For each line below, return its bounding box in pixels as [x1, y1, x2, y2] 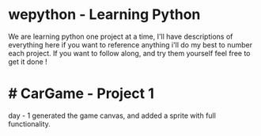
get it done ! [8, 57, 47, 66]
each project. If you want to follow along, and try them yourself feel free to [8, 48, 251, 58]
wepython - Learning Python [8, 6, 201, 24]
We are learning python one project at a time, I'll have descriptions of [8, 32, 233, 41]
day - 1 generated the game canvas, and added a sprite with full [8, 111, 216, 120]
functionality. [8, 119, 51, 128]
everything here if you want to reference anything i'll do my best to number [8, 40, 253, 49]
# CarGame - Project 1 [8, 85, 154, 103]
